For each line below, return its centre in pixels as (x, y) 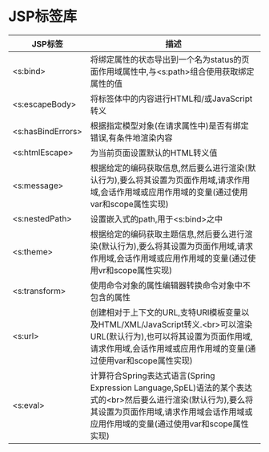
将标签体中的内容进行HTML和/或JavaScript (171, 99)
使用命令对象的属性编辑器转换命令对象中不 (170, 285)
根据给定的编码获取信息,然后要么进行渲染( (169, 168)
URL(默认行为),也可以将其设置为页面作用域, (172, 336)
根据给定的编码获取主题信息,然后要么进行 (167, 234)
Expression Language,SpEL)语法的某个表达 (171, 388)
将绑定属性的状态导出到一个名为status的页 (170, 59)
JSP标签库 (43, 16)
